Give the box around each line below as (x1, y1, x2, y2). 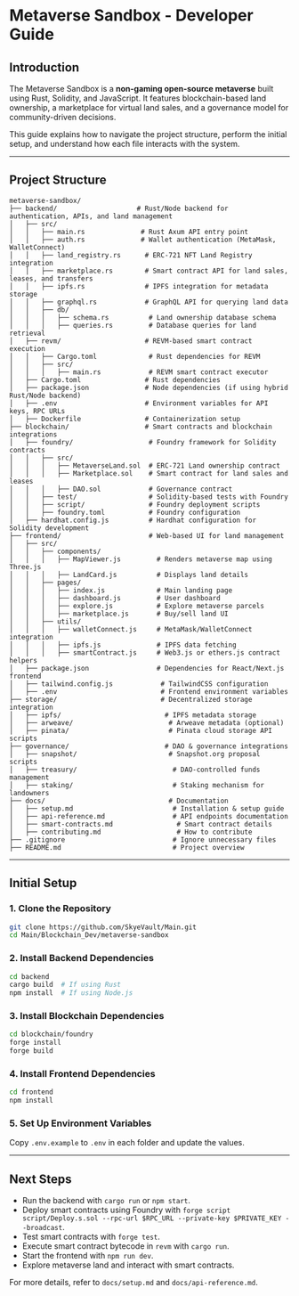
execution (9, 344, 46, 353)
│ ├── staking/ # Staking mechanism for (9, 780, 265, 789)
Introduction (9, 60, 80, 75)
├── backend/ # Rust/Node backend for (9, 204, 229, 213)
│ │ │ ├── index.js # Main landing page (9, 585, 233, 595)
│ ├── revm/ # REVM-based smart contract (9, 336, 253, 346)
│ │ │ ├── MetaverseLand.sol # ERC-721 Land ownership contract (9, 461, 280, 470)
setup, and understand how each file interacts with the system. (9, 139, 240, 149)
